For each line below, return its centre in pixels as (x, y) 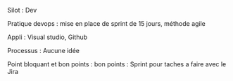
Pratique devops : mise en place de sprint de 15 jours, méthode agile (107, 23)
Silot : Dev (22, 10)
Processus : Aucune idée (43, 51)
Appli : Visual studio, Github (48, 37)
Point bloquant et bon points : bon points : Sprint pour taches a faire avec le (117, 64)
